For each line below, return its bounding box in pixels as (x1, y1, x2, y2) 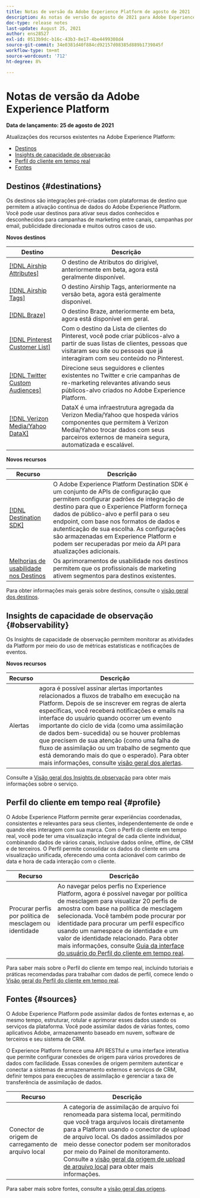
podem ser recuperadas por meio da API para (53, 540, 181, 548)
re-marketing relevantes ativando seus (61, 379, 171, 387)
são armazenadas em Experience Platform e (53, 532, 177, 541)
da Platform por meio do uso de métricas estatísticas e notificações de (6, 642, 180, 650)
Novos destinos (6, 234, 46, 241)
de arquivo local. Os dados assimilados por (63, 1132, 183, 1141)
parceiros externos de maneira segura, (61, 433, 170, 442)
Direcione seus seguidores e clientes (61, 364, 165, 373)
